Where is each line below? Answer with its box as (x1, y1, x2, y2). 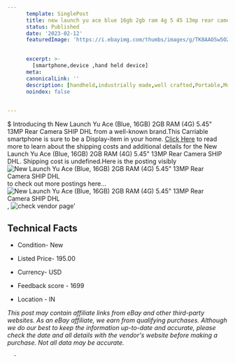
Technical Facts (7, 222, 78, 234)
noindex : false (25, 88, 71, 95)
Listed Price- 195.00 (17, 254, 76, 263)
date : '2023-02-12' (25, 29, 83, 37)
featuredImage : (25, 36, 71, 43)
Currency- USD (17, 268, 62, 276)
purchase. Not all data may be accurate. (7, 338, 124, 347)
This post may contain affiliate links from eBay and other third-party (7, 308, 205, 317)
